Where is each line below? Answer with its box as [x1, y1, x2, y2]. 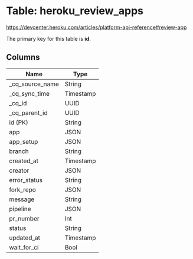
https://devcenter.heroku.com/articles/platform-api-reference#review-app [6, 24, 187, 31]
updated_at [9, 234, 40, 242]
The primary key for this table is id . [6, 35, 91, 42]
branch [9, 147, 29, 155]
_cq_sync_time [9, 89, 50, 98]
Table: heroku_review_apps [6, 4, 143, 18]
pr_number [9, 214, 40, 222]
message [9, 195, 35, 203]
